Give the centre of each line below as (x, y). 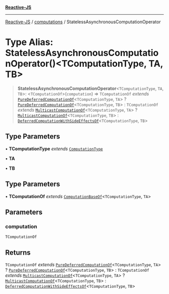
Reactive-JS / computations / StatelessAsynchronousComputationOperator (83, 22)
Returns (18, 252)
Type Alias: (29, 42)
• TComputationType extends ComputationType (54, 149)
